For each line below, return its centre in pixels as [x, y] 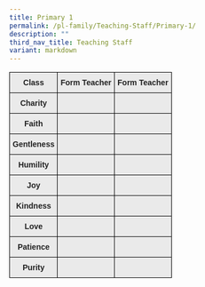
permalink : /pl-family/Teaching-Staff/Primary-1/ [103, 26]
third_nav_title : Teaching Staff [71, 42]
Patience [34, 247]
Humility [34, 165]
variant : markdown [43, 51]
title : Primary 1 [41, 17]
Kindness [34, 206]
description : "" [39, 34]
